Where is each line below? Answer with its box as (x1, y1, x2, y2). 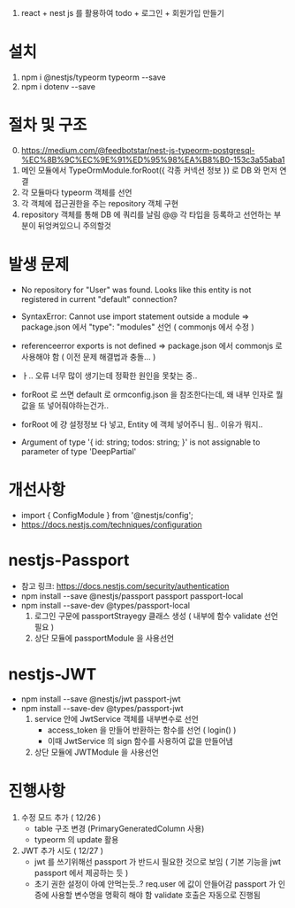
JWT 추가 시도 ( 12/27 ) (20, 845, 103, 856)
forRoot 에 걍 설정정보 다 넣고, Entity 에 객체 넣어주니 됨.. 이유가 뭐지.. (20, 419, 263, 430)
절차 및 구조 (8, 115, 87, 136)
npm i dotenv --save (20, 81, 96, 91)
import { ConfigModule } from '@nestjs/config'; (20, 509, 193, 520)
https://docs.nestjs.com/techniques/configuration (20, 519, 202, 530)
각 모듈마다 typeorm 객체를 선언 (20, 187, 132, 198)
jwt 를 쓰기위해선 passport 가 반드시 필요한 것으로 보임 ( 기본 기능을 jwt (34, 856, 282, 866)
